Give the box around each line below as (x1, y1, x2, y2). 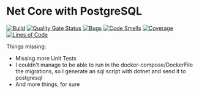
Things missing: (6, 43, 47, 50)
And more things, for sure (15, 81, 80, 88)
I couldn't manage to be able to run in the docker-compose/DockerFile (15, 61, 193, 68)
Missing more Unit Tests (15, 54, 77, 62)
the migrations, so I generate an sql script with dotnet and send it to (15, 67, 186, 74)
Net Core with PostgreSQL (6, 4, 143, 18)
